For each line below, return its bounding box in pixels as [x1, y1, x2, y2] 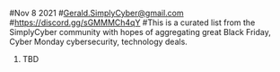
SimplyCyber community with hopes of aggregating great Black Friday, [9, 27, 271, 37]
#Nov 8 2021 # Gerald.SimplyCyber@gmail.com [9, 8, 184, 18]
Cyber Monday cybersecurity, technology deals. [9, 36, 188, 47]
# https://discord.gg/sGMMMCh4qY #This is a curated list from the [9, 17, 256, 28]
